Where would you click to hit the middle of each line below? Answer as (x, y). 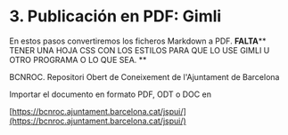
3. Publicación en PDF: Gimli (115, 16)
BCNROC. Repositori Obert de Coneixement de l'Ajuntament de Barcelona (144, 76)
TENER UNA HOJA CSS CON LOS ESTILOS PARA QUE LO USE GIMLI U (140, 50)
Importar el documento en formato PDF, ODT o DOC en (111, 94)
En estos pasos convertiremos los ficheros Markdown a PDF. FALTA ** (138, 41)
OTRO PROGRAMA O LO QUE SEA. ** (78, 60)
